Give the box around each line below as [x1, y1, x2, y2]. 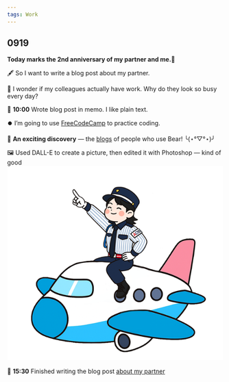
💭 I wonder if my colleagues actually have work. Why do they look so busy [7, 85, 217, 93]
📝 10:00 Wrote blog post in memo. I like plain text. [7, 105, 149, 114]
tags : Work [7, 11, 38, 18]
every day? [7, 92, 39, 101]
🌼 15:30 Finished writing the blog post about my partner [7, 367, 166, 375]
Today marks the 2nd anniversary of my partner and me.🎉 [7, 55, 176, 64]
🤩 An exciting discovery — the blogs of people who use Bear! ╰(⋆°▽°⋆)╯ [7, 135, 215, 143]
